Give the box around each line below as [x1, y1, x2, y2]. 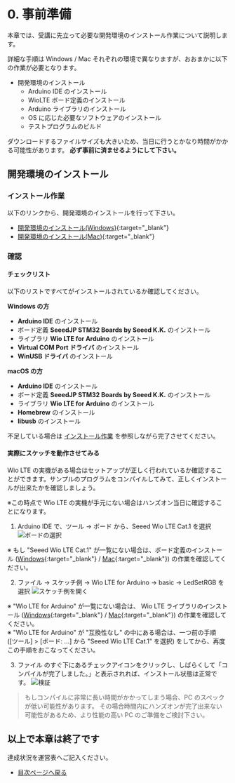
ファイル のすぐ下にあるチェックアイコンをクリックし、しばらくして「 [17, 660, 222, 669]
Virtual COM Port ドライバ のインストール [17, 343, 139, 352]
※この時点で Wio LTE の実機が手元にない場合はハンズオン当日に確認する [7, 498, 217, 507]
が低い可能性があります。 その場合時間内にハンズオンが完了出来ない [24, 702, 223, 710]
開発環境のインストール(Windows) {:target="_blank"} [17, 223, 170, 232]
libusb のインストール [17, 417, 81, 425]
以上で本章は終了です [7, 733, 100, 745]
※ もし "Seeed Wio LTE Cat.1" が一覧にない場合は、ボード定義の [7, 545, 192, 554]
